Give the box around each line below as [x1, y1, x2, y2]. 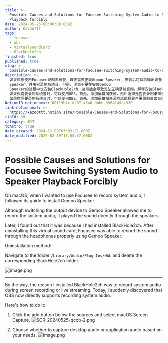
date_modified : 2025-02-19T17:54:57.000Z [5, 133, 93, 138]
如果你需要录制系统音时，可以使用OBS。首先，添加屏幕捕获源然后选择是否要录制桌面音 [9, 96, 161, 101]
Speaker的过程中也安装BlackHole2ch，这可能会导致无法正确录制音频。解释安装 [9, 86, 153, 92]
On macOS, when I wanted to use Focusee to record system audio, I [5, 192, 145, 198]
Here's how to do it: [5, 302, 46, 308]
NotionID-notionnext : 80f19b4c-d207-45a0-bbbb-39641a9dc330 [5, 101, 133, 106]
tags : [5, 31, 16, 36]
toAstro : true [5, 124, 35, 129]
